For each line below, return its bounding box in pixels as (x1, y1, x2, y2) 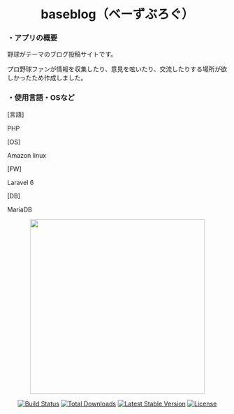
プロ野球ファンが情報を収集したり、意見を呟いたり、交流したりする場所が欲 (7, 65, 227, 73)
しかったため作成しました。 (7, 74, 87, 82)
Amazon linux (7, 151, 47, 159)
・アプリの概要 (7, 33, 58, 43)
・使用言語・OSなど (7, 93, 75, 103)
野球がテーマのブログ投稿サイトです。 (7, 50, 117, 59)
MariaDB (7, 205, 33, 214)
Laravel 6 (7, 178, 34, 186)
